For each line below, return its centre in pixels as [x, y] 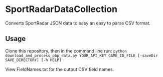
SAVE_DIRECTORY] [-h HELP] [33, 60]
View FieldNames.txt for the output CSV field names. [60, 69]
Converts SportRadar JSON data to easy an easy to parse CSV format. [78, 23]
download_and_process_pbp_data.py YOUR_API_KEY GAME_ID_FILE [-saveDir [81, 55]
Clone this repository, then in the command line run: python [66, 50]
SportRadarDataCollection [61, 9]
